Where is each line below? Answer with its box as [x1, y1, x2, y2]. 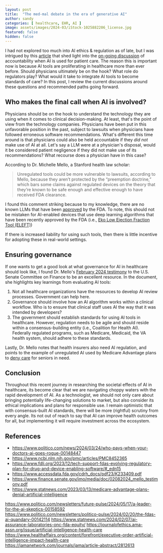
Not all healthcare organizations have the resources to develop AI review [12, 288, 158, 295]
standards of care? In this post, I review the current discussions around [5, 78, 147, 84]
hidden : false [5, 35, 34, 39]
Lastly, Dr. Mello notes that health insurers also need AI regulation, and [5, 344, 147, 350]
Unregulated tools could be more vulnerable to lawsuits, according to [17, 171, 156, 177]
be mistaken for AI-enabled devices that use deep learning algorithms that [5, 211, 154, 217]
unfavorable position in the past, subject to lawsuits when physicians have [5, 126, 154, 132]
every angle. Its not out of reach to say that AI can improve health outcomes [5, 413, 157, 419]
